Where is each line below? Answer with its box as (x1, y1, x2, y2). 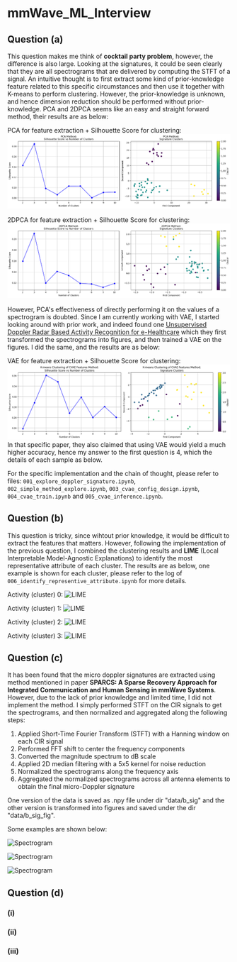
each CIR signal (17, 737, 64, 746)
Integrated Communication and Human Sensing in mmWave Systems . (7, 686, 216, 695)
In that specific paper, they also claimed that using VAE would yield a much (7, 440, 226, 448)
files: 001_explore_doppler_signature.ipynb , (7, 477, 137, 485)
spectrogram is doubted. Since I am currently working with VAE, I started (7, 313, 219, 321)
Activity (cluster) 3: (7, 631, 64, 640)
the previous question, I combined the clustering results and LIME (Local (7, 546, 219, 555)
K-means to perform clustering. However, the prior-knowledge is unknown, (7, 90, 226, 98)
